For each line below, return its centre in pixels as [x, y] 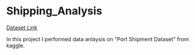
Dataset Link [22, 27]
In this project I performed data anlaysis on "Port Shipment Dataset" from [97, 39]
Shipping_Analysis [54, 11]
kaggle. [16, 45]
